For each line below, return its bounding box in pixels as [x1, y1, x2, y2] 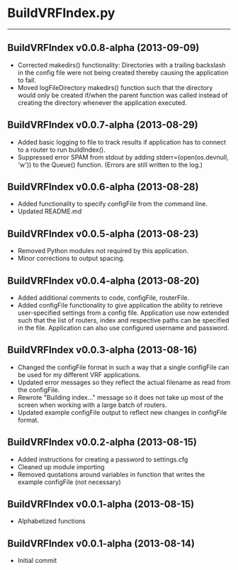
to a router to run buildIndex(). [17, 145, 106, 154]
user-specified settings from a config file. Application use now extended [17, 308, 229, 317]
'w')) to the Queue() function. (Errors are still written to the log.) [17, 160, 203, 169]
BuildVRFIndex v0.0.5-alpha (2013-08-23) [7, 228, 199, 240]
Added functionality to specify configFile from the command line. [17, 200, 208, 208]
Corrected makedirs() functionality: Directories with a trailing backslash [17, 60, 226, 69]
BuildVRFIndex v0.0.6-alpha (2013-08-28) [7, 181, 199, 193]
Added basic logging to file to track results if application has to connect [17, 138, 227, 146]
